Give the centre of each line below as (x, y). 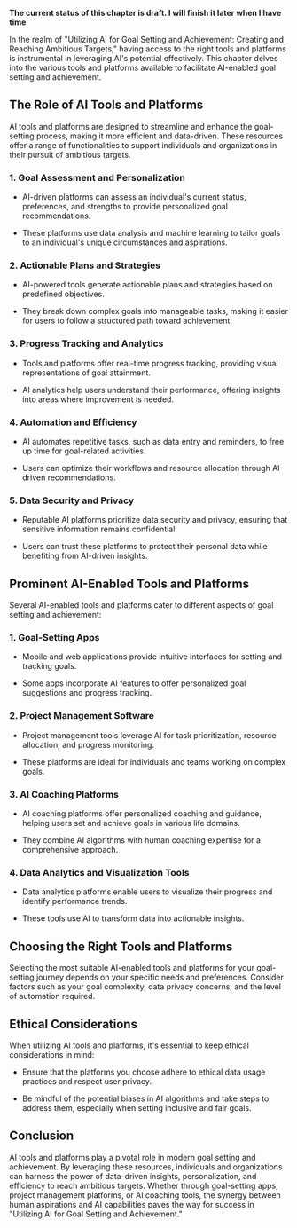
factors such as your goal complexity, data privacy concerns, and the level (145, 987)
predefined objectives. (63, 294)
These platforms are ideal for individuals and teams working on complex (154, 761)
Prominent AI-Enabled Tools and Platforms (129, 583)
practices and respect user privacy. (87, 1081)
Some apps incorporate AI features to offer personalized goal (134, 683)
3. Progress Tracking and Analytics (86, 343)
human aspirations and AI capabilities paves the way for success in (132, 1204)
